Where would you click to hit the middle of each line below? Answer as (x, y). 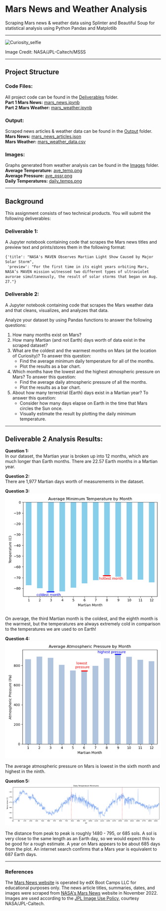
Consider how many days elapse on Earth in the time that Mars (83, 403)
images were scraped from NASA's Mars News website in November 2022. (82, 893)
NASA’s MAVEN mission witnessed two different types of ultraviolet (77, 272)
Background (24, 201)
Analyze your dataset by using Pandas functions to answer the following (79, 320)
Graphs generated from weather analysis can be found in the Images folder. (82, 165)
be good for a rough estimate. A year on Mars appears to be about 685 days (83, 844)
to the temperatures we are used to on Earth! (51, 629)
